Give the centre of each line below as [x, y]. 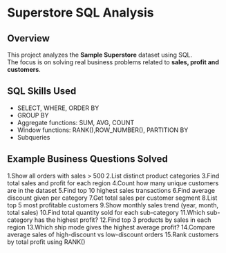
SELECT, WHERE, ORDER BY [58, 108]
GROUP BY [33, 115]
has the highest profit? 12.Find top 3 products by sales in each [123, 220]
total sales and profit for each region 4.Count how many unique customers [113, 183]
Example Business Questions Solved [87, 159]
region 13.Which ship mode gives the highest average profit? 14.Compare [111, 227]
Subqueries [34, 137]
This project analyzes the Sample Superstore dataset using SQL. [100, 55]
